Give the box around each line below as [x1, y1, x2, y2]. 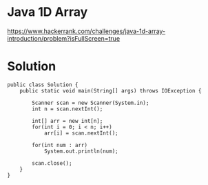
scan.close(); [32, 159, 72, 166]
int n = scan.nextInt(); [32, 105, 103, 113]
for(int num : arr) [32, 142, 88, 148]
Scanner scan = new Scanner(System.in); [32, 99, 149, 106]
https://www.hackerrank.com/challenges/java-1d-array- [7, 27, 166, 35]
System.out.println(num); [43, 148, 118, 155]
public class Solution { [7, 81, 79, 88]
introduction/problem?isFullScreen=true [7, 34, 121, 42]
